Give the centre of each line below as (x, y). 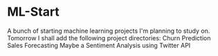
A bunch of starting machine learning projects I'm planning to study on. (109, 31)
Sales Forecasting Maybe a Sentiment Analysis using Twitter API (99, 45)
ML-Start (34, 12)
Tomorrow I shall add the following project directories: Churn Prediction (109, 38)
